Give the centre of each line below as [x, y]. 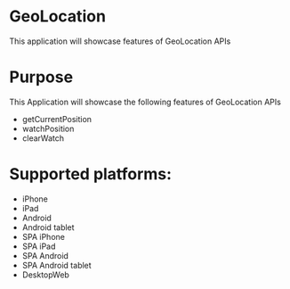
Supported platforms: [90, 174]
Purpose [41, 77]
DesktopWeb [45, 275]
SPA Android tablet [56, 265]
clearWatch [43, 138]
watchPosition [48, 128]
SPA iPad [39, 246]
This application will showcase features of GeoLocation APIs [120, 41]
